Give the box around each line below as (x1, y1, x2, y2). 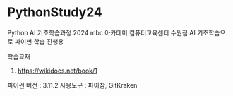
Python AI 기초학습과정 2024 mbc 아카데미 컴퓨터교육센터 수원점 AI (7, 28, 196, 37)
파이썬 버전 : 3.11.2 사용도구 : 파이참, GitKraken (7, 80, 138, 89)
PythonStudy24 (7, 4, 102, 20)
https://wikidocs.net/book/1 (17, 66, 97, 75)
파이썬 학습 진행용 (14, 37, 64, 46)
